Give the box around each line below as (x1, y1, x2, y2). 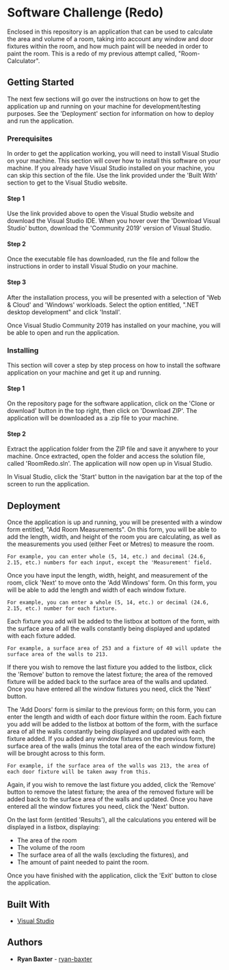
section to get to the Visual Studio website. (7, 178, 128, 187)
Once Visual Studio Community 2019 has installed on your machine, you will (7, 321, 221, 329)
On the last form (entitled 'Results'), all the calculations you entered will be (7, 816, 217, 824)
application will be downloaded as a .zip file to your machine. (7, 414, 179, 423)
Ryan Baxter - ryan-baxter (16, 955, 92, 963)
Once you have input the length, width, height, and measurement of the (7, 571, 208, 580)
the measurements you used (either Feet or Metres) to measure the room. (7, 540, 215, 548)
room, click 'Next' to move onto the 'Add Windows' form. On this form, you (7, 578, 217, 587)
